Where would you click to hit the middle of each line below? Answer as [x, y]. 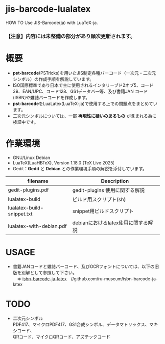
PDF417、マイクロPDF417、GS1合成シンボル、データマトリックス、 [81, 324]
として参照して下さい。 [53, 272]
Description [115, 181]
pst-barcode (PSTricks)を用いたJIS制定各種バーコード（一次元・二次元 [84, 73]
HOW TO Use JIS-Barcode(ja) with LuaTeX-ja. [52, 23]
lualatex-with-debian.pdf [37, 226]
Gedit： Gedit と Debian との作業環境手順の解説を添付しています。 [80, 168]
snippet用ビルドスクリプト [103, 211]
